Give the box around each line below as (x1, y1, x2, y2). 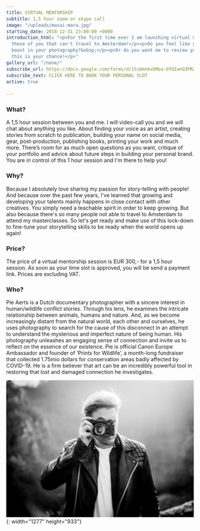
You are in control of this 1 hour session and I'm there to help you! (6, 157, 167, 164)
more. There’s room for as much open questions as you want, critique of (6, 144, 183, 151)
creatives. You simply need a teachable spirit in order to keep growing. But (6, 204, 189, 211)
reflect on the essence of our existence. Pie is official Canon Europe (6, 343, 173, 351)
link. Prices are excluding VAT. (6, 271, 80, 278)
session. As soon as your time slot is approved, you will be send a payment (6, 264, 190, 271)
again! (6, 229, 21, 236)
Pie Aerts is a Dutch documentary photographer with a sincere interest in (6, 299, 185, 306)
